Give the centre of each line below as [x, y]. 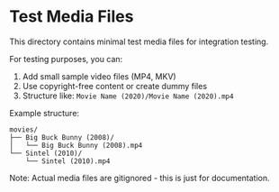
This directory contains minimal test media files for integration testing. [139, 41]
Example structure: [44, 113]
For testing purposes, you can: [66, 59]
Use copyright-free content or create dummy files [115, 86]
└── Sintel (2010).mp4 [68, 161]
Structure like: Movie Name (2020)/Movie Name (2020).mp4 [128, 96]
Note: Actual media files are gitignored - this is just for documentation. [139, 178]
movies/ [24, 129]
